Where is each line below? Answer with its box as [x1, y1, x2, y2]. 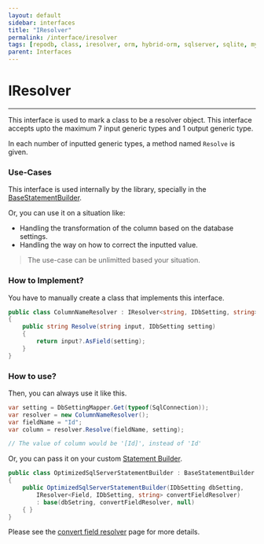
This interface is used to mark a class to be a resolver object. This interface [8, 115, 253, 124]
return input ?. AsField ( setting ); [36, 337, 146, 346]
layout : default [8, 11, 61, 20]
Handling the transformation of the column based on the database [19, 223, 234, 233]
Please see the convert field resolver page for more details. [8, 527, 200, 537]
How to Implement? [8, 275, 84, 286]
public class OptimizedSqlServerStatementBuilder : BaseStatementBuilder [8, 469, 255, 477]
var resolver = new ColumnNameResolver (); [8, 410, 149, 419]
